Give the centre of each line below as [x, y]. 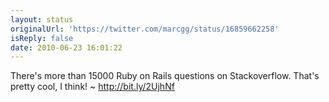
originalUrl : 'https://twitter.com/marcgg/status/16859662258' [145, 29]
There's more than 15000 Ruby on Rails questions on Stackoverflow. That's [165, 76]
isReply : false [42, 38]
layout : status [42, 19]
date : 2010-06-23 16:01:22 [66, 47]
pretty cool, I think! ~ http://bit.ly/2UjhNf [92, 87]
